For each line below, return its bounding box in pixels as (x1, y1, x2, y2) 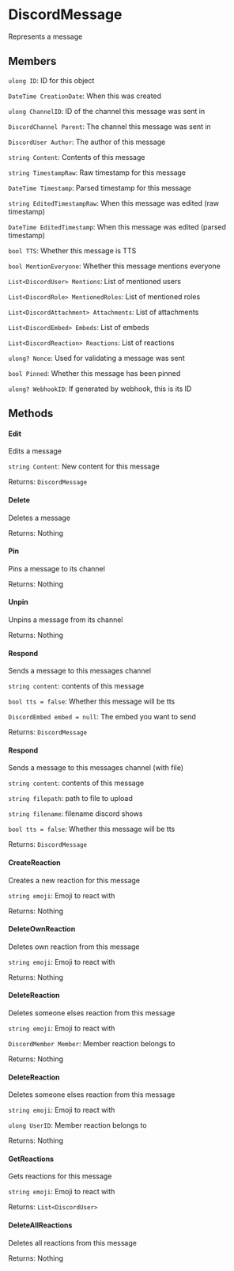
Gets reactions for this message (8, 1171, 112, 1181)
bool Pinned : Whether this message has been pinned (8, 368, 181, 378)
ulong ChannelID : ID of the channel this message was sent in (8, 106, 206, 116)
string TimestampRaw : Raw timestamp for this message (8, 168, 187, 177)
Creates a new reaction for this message (8, 875, 141, 885)
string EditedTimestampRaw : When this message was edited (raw (8, 198, 220, 207)
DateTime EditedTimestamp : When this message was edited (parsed (8, 222, 227, 231)
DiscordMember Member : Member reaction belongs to (8, 1038, 175, 1048)
